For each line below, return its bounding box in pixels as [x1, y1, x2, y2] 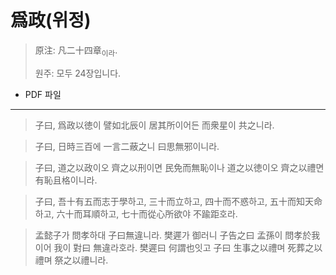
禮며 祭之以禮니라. [34, 254, 109, 266]
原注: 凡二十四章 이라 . [34, 44, 118, 58]
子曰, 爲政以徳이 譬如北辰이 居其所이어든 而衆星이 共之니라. [34, 119, 275, 131]
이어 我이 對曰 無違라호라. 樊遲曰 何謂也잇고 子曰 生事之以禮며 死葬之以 [34, 241, 323, 253]
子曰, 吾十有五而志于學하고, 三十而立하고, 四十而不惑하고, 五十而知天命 [34, 195, 323, 207]
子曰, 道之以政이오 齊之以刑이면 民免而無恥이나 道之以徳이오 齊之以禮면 [34, 161, 325, 173]
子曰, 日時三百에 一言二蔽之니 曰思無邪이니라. [34, 140, 220, 152]
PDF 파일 [24, 88, 62, 100]
